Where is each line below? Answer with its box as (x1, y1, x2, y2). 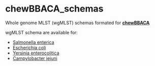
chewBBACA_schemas (5, 3, 104, 15)
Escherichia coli (12, 44, 46, 50)
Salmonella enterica (12, 39, 54, 45)
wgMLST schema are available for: (5, 29, 78, 35)
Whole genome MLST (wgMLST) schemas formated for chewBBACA (5, 20, 150, 26)
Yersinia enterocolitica (12, 50, 59, 56)
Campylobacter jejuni (12, 55, 57, 61)
